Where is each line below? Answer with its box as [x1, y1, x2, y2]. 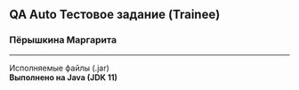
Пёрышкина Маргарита [9, 34, 117, 46]
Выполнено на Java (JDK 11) [9, 71, 118, 83]
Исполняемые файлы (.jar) [9, 62, 109, 73]
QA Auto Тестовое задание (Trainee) [9, 7, 221, 22]
